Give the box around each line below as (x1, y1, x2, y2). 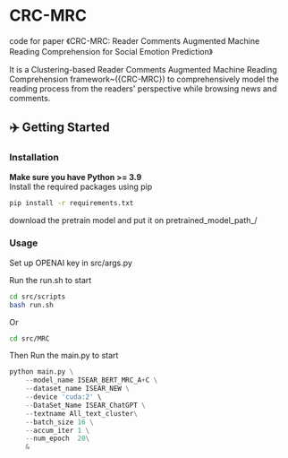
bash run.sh (9, 300, 54, 309)
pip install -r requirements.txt (9, 198, 134, 207)
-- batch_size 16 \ (25, 418, 94, 427)
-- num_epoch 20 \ (25, 434, 90, 444)
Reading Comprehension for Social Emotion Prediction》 (9, 46, 213, 56)
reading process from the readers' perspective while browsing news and (9, 82, 277, 94)
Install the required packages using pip (9, 181, 153, 192)
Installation (9, 151, 60, 164)
